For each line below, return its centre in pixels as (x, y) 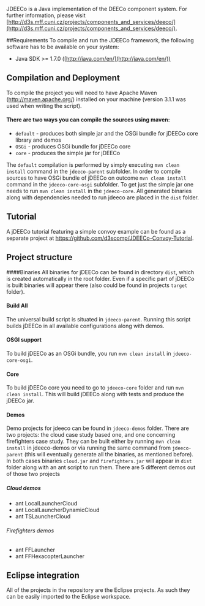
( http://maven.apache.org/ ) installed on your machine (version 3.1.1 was (96, 99)
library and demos (38, 140)
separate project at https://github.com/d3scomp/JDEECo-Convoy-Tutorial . (100, 238)
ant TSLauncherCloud (43, 516)
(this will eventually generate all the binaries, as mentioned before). (109, 454)
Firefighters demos (30, 531)
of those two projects (33, 474)
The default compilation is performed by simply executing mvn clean (93, 165)
